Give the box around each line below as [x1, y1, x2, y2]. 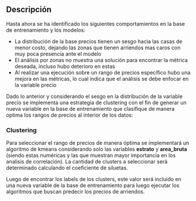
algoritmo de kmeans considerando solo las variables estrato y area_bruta [6, 146, 188, 153]
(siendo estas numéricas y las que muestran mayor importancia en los [6, 152, 176, 159]
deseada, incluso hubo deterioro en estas [14, 63, 116, 70]
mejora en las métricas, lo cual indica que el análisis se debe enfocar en [14, 75, 189, 82]
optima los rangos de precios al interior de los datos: [6, 111, 133, 118]
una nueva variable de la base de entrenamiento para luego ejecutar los [6, 182, 180, 189]
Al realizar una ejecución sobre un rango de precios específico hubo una [14, 69, 191, 76]
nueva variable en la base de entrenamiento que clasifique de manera [6, 105, 175, 112]
